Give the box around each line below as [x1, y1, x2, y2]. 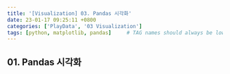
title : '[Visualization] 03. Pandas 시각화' [7, 10, 132, 17]
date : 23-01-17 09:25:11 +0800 [7, 16, 97, 23]
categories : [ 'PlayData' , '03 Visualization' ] [7, 23, 142, 29]
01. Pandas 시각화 [7, 56, 82, 68]
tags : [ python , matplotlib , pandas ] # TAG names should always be [7, 29, 213, 36]
